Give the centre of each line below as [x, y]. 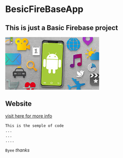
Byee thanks [18, 150]
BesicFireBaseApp [44, 9]
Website [18, 104]
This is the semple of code [35, 126]
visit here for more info [29, 116]
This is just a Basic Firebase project [62, 28]
